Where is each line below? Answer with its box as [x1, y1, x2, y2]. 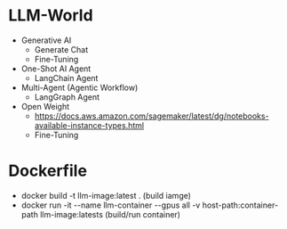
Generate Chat [34, 44, 89, 54]
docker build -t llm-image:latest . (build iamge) [20, 190, 192, 200]
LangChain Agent [34, 72, 99, 83]
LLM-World [8, 5, 94, 26]
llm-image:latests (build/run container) [40, 209, 181, 219]
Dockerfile [8, 161, 88, 181]
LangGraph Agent [34, 91, 100, 102]
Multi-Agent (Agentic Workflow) [20, 82, 139, 93]
